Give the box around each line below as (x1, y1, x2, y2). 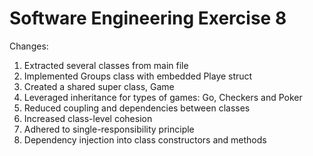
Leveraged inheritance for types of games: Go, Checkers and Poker (23, 91, 303, 103)
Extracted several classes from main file (23, 59, 189, 71)
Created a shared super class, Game (23, 80, 175, 92)
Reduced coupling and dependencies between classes (23, 102, 251, 114)
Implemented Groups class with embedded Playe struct (23, 70, 253, 82)
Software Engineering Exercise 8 (9, 7, 287, 30)
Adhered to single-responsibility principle (23, 123, 195, 135)
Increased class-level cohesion (23, 112, 153, 124)
